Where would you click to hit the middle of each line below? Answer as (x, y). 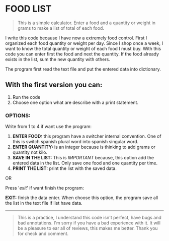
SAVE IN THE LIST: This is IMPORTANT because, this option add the (83, 158)
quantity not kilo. (30, 152)
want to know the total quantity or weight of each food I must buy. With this (83, 48)
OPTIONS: (18, 115)
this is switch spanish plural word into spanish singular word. (75, 142)
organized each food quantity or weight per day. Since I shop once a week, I (84, 43)
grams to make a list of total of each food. (61, 28)
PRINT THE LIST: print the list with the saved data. (64, 168)
